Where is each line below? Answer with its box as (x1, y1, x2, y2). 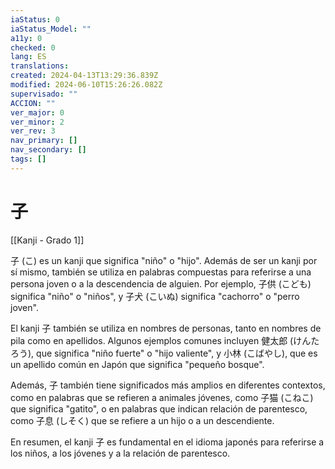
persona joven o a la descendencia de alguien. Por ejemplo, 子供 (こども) (10, 277, 312, 290)
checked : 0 (10, 42, 56, 53)
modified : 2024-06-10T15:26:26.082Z (10, 80, 163, 90)
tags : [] (10, 154, 47, 164)
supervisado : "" (10, 89, 78, 99)
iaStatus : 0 (10, 14, 60, 25)
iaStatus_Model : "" (10, 24, 92, 34)
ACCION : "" (10, 98, 56, 108)
